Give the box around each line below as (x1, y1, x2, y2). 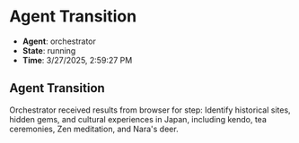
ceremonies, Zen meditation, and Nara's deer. (9, 123, 179, 134)
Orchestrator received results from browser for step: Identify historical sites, (9, 105, 291, 115)
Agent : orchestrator (22, 36, 97, 46)
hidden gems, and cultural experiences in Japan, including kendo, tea (9, 114, 268, 124)
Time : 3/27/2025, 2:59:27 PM (22, 55, 133, 65)
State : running (22, 45, 76, 55)
